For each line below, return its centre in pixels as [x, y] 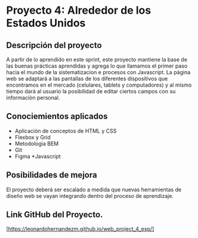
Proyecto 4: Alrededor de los [79, 10]
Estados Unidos [46, 23]
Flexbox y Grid [33, 137]
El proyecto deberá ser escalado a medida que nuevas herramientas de [94, 190]
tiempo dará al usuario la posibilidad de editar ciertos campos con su [91, 91]
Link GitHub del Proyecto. [55, 215]
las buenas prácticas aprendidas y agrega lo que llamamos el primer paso [97, 66]
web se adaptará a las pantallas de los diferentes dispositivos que [87, 79]
